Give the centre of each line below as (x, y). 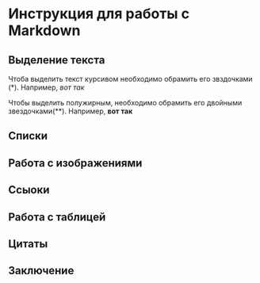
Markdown (44, 31)
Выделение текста (57, 60)
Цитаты (28, 244)
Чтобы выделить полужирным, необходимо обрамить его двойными (125, 103)
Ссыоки (29, 190)
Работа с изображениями (75, 163)
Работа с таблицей (57, 217)
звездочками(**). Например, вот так (71, 111)
